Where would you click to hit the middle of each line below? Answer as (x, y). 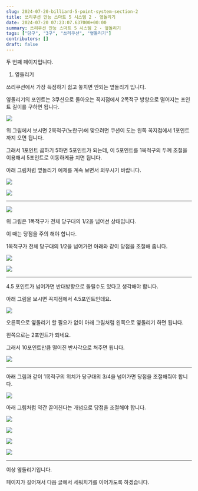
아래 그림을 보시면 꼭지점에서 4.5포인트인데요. (59, 298)
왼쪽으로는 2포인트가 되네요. (39, 335)
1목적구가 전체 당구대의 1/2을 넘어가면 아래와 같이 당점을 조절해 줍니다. (87, 246)
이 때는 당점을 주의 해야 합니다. (42, 234)
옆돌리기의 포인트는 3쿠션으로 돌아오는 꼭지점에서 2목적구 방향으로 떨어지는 (93, 99)
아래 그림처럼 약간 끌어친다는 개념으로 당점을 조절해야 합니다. (76, 407)
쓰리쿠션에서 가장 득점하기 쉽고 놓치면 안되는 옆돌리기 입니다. (76, 87)
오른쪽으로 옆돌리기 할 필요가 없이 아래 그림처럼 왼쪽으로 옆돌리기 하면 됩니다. (95, 322)
